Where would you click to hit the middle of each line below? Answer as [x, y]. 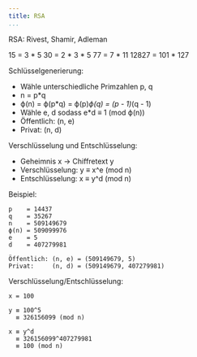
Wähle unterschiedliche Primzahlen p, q [86, 86]
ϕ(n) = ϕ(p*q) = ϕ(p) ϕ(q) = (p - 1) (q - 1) [86, 103]
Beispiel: [23, 194]
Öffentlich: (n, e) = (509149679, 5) [72, 259]
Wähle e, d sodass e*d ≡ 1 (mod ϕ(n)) [82, 112]
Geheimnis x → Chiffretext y [67, 161]
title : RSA [27, 16]
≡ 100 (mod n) [39, 346]
